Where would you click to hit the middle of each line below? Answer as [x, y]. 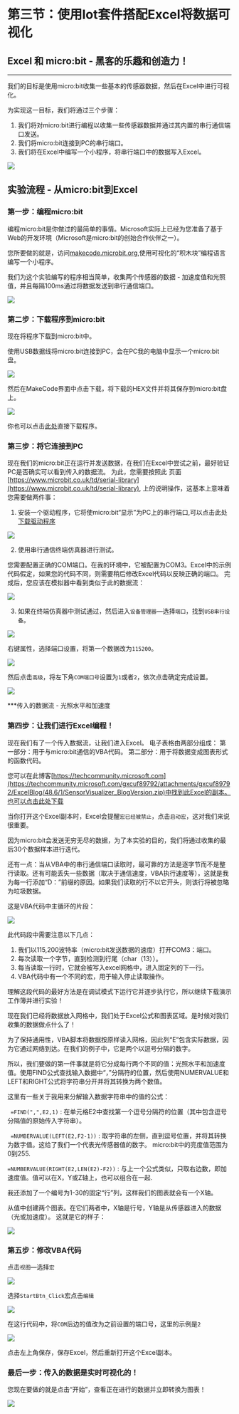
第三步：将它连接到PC [45, 446]
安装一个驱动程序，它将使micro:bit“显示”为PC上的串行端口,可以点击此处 [122, 513]
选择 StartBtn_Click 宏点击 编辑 [51, 1295]
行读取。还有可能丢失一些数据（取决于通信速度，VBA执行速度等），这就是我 [118, 873]
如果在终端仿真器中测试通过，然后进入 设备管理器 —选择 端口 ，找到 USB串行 [121, 611]
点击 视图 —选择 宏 [31, 1267]
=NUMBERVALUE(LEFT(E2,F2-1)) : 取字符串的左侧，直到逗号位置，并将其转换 [118, 1136]
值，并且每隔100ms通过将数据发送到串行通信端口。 [83, 286]
